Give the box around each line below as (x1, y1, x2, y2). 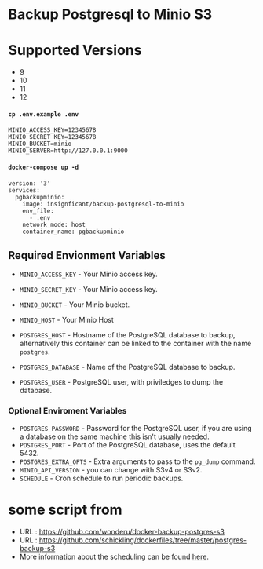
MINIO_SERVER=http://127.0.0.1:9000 (8, 147, 128, 155)
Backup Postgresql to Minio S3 (8, 5, 213, 24)
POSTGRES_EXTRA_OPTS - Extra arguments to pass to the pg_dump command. (19, 457, 256, 466)
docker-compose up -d (8, 163, 79, 171)
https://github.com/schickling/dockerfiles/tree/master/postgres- (38, 535, 247, 545)
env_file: (22, 206, 55, 215)
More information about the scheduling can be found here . (19, 552, 210, 561)
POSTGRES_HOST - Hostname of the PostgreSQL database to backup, (19, 330, 236, 340)
